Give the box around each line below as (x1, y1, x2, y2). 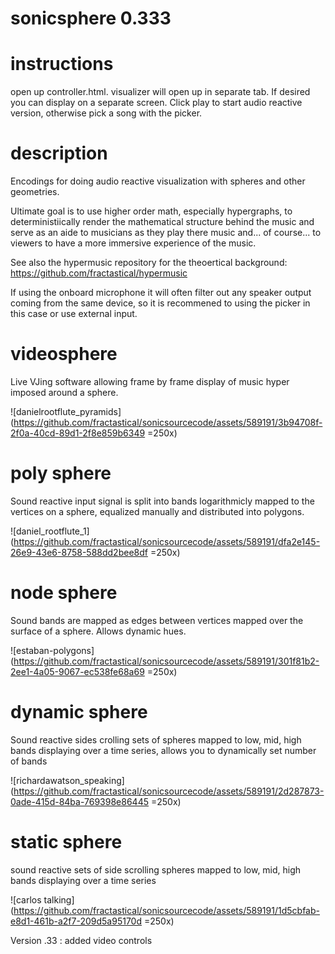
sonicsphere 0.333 (10, 7, 172, 30)
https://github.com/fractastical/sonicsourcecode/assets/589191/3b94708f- (13, 417, 323, 428)
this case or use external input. (10, 308, 138, 320)
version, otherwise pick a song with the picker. (10, 107, 203, 119)
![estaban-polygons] (10, 644, 95, 656)
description (10, 142, 108, 165)
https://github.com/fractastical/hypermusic (10, 267, 188, 279)
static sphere (10, 831, 123, 853)
